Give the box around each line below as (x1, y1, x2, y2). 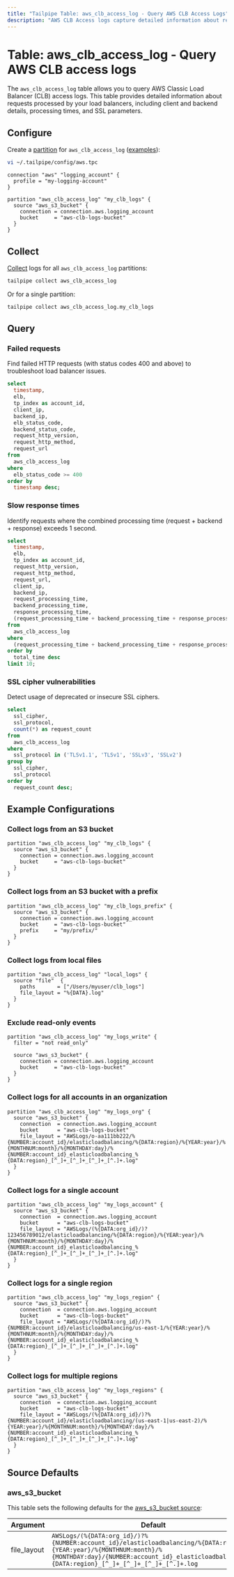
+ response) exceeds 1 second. (7, 524, 97, 532)
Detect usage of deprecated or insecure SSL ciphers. (7, 693, 160, 701)
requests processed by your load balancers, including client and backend (7, 99, 218, 108)
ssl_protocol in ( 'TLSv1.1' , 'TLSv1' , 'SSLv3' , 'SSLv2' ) (13, 752, 182, 759)
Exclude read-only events (7, 1017, 96, 1027)
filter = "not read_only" (13, 1039, 89, 1046)
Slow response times (7, 501, 80, 510)
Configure (7, 127, 52, 139)
